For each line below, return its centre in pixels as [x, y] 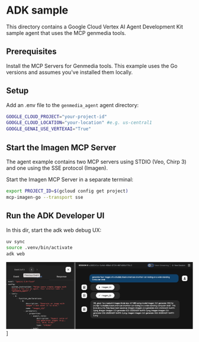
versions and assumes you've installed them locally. [70, 72]
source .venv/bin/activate [39, 248]
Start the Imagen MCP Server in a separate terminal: [70, 179]
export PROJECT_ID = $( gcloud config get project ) [67, 191]
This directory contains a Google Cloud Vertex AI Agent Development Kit [95, 27]
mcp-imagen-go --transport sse [45, 197]
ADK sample [37, 10]
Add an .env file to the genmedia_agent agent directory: [73, 105]
